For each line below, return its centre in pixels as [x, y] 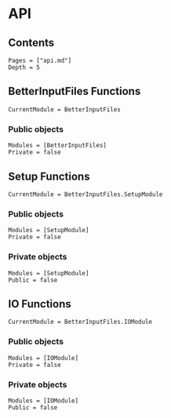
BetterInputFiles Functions [75, 91]
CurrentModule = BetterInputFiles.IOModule [80, 322]
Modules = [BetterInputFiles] [58, 146]
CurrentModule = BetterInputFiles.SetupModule [85, 194]
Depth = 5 [24, 67]
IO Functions [40, 304]
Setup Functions [49, 176]
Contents [31, 43]
